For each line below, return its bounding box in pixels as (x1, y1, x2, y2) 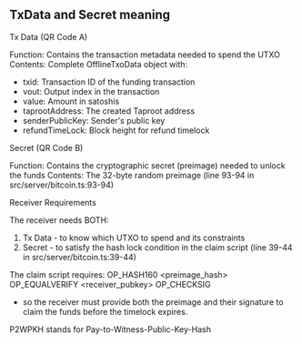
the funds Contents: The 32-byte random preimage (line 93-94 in (9, 169, 255, 180)
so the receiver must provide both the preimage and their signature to (22, 296, 284, 308)
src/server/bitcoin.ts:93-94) (9, 179, 115, 190)
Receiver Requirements (9, 197, 97, 207)
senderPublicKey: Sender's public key (22, 115, 166, 126)
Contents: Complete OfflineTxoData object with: (9, 58, 188, 69)
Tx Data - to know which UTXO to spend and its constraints (22, 232, 246, 243)
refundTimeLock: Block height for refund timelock (22, 125, 210, 136)
